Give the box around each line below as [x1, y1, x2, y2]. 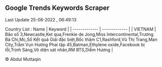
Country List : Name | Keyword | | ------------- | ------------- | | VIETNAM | [5, 26, 156, 32]
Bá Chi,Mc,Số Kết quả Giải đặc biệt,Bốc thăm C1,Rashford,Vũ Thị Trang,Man [5, 36, 158, 42]
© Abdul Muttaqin [5, 56, 41, 62]
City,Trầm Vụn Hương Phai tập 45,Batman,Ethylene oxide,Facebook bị [5, 41, 145, 48]
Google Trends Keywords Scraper [5, 4, 109, 12]
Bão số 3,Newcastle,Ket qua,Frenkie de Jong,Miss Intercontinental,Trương [5, 31, 154, 37]
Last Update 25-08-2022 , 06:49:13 [5, 17, 77, 22]
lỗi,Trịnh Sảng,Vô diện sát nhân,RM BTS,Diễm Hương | [5, 47, 113, 52]
